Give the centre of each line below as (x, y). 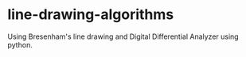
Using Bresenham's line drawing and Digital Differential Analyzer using (123, 36)
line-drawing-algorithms (91, 15)
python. (20, 44)
